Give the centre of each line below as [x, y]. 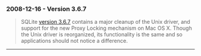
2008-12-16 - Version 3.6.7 [46, 9]
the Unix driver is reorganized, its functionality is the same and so [101, 35]
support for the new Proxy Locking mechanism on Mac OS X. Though [106, 28]
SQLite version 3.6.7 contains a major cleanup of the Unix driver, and [105, 22]
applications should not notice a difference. [74, 41]
